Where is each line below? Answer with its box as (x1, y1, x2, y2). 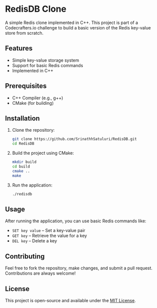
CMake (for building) (12, 100, 54, 106)
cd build (12, 164, 30, 169)
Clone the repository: (12, 127, 55, 133)
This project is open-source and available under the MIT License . (5, 297, 136, 303)
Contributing (5, 252, 45, 261)
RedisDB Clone (5, 3, 67, 15)
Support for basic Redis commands (12, 62, 83, 68)
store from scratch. (5, 30, 44, 36)
